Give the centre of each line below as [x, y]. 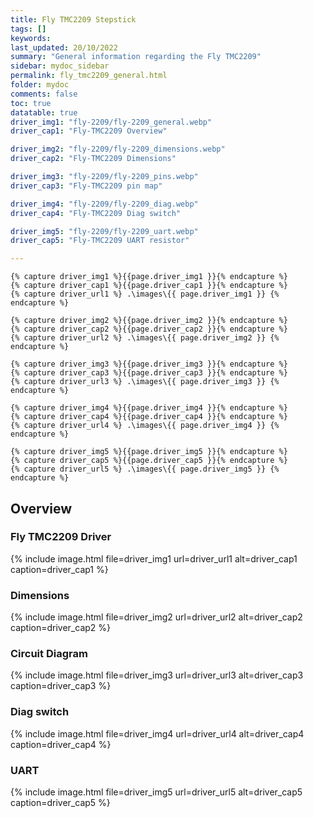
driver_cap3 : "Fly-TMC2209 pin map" [86, 186]
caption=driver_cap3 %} [61, 686]
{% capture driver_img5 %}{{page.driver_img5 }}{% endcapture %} [149, 452]
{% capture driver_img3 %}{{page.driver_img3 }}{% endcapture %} [149, 364]
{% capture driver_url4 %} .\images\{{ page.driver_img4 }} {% [145, 426]
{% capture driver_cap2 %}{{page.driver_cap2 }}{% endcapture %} [149, 329]
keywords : [31, 38]
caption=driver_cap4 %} [61, 744]
